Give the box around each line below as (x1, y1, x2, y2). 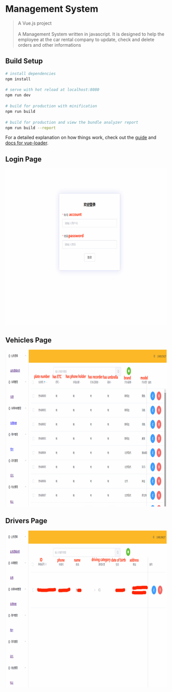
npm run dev (5, 93, 31, 98)
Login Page (5, 155, 42, 163)
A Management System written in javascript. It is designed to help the (17, 31, 165, 37)
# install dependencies (5, 71, 56, 76)
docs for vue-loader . (5, 140, 49, 146)
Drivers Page (5, 516, 48, 525)
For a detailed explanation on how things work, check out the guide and (5, 134, 157, 141)
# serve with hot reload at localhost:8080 (5, 87, 100, 92)
